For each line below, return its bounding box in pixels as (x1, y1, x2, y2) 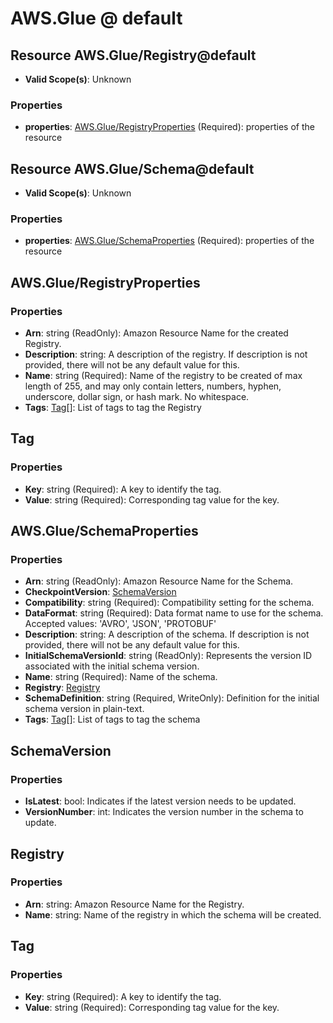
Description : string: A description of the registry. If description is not (24, 348, 308, 361)
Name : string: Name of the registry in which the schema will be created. (24, 908, 322, 921)
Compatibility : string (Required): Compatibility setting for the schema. (24, 597, 315, 609)
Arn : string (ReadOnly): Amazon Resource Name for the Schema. (24, 575, 294, 587)
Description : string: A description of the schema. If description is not (24, 628, 310, 641)
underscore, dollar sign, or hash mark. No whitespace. (24, 391, 250, 403)
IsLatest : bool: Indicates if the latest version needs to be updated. (24, 795, 297, 807)
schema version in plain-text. (24, 703, 145, 715)
